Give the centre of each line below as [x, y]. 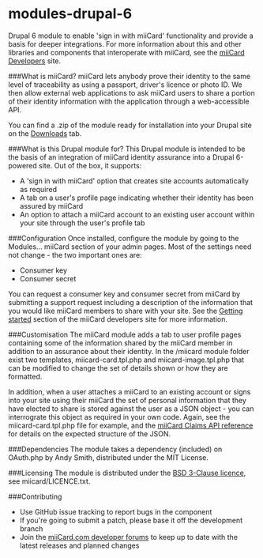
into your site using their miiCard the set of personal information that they [128, 400]
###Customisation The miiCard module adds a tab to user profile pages [125, 334]
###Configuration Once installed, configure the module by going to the [124, 238]
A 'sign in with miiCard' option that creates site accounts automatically [134, 181]
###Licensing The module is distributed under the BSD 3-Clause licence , [127, 473]
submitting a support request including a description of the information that [131, 302]
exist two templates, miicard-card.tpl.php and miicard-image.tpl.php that [126, 360]
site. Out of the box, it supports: [90, 165]
